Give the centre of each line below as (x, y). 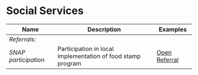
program (69, 63)
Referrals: (23, 39)
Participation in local (85, 49)
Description (104, 29)
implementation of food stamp (99, 56)
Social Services (45, 11)
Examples (173, 29)
